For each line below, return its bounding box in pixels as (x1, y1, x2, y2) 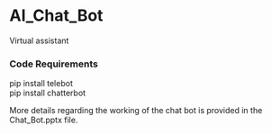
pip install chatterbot (9, 87, 86, 99)
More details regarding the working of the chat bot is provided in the (9, 105, 263, 116)
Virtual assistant (9, 35, 69, 46)
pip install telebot (9, 78, 74, 89)
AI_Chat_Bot (9, 5, 104, 26)
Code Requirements (9, 58, 99, 70)
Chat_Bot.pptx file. (9, 114, 78, 126)
